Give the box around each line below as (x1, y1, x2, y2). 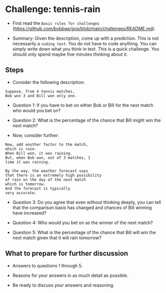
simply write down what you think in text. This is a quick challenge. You (12, 46, 159, 52)
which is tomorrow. (5, 181, 46, 186)
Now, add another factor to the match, (5, 142, 88, 147)
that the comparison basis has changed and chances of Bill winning (12, 205, 152, 211)
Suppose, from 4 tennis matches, (5, 89, 75, 94)
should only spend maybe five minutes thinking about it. (12, 51, 128, 57)
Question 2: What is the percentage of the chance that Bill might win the (12, 117, 161, 123)
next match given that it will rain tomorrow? (12, 235, 101, 241)
